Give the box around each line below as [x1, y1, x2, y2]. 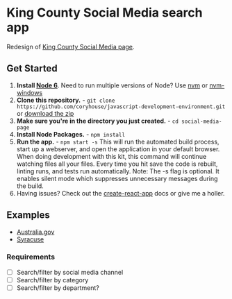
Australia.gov [16, 228, 55, 236]
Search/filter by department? [16, 283, 100, 292]
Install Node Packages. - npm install [16, 130, 126, 138]
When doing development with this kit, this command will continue [16, 152, 207, 160]
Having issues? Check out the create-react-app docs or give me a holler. [16, 189, 225, 197]
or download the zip [16, 109, 74, 117]
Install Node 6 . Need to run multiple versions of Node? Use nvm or [16, 81, 208, 89]
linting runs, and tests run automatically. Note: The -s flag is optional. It [16, 166, 219, 175]
